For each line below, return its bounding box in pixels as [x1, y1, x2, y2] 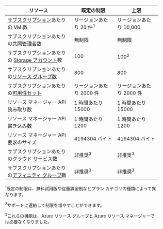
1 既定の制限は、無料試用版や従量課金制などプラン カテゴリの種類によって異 [5, 185, 156, 191]
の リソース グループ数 [7, 73, 57, 80]
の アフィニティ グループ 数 [7, 172, 67, 179]
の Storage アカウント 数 [7, 57, 62, 64]
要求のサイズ [7, 139, 37, 146]
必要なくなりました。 [9, 219, 52, 225]
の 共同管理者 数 [7, 40, 42, 47]
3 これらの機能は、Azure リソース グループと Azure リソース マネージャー [5, 212, 150, 219]
